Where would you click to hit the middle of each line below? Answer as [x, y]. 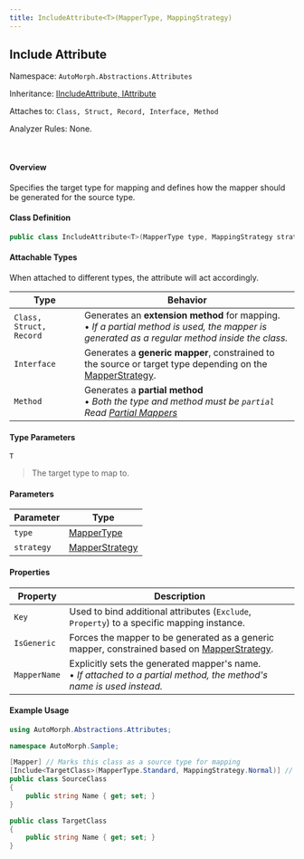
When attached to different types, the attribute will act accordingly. [134, 277]
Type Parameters [43, 437]
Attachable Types [43, 257]
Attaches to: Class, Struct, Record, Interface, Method [114, 111]
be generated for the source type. [72, 197]
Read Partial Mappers [131, 412]
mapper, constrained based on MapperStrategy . [171, 649]
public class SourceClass [58, 779]
